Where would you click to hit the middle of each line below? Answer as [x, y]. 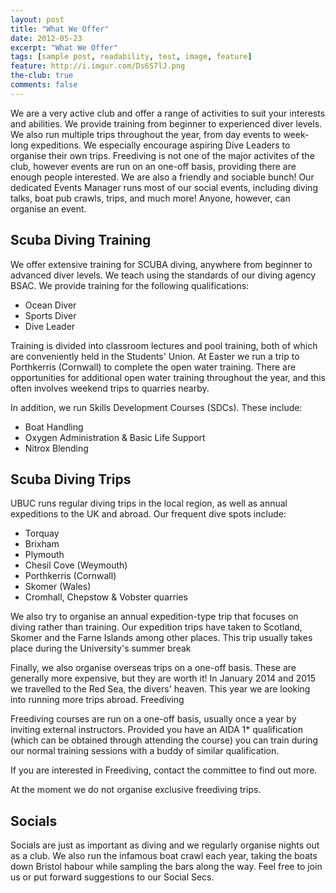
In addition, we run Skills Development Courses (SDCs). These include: [156, 407]
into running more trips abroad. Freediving [97, 700]
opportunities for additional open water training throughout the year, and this [168, 377]
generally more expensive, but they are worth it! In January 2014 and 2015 [163, 678]
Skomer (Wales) [58, 587]
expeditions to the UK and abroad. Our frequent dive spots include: [148, 514]
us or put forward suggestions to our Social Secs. [112, 877]
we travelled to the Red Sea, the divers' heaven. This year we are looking [160, 689]
